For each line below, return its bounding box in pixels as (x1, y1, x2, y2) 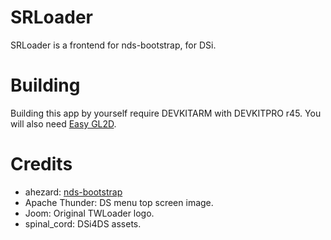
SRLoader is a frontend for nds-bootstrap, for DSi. (10, 39, 217, 51)
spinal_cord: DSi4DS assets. (24, 217, 142, 230)
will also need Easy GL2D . (10, 117, 117, 130)
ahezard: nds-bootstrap (24, 186, 123, 198)
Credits (10, 153, 73, 176)
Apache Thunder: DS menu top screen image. (24, 196, 214, 208)
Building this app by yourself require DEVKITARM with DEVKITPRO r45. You (10, 107, 322, 119)
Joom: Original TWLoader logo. (24, 207, 155, 219)
